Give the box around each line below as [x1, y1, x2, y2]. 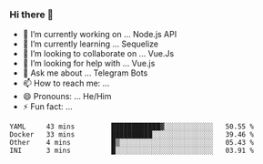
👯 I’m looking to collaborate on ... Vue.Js [22, 48, 175, 59]
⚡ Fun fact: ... [22, 101, 73, 112]
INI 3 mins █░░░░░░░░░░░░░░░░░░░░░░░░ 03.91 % [9, 146, 255, 156]
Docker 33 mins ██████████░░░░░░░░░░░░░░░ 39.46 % [9, 130, 255, 139]
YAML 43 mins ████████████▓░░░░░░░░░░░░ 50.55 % [9, 122, 255, 131]
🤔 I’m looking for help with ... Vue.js [22, 58, 156, 69]
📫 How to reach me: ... [22, 77, 110, 89]
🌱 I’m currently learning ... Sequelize [22, 38, 159, 49]
